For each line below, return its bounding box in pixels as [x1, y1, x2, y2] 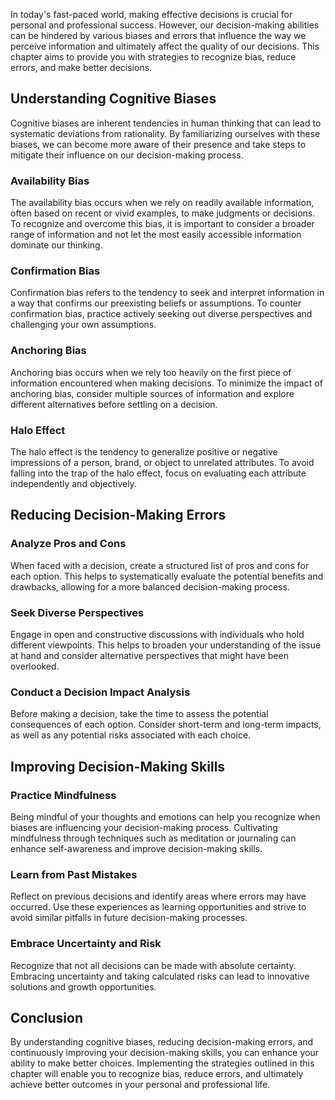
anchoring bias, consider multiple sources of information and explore [10, 387, 295, 399]
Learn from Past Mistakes [10, 867, 138, 881]
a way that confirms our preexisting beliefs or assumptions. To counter [10, 297, 302, 309]
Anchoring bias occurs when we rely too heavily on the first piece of [10, 366, 292, 378]
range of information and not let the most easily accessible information [10, 229, 302, 241]
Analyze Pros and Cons [10, 537, 127, 551]
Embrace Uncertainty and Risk [10, 937, 162, 951]
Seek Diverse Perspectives [10, 605, 145, 619]
